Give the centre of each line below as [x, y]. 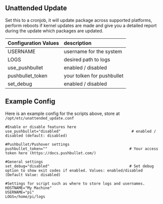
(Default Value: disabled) [33, 175]
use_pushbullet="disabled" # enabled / [81, 131]
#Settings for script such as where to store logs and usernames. [75, 184]
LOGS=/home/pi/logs [25, 197]
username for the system [93, 51]
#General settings [24, 162]
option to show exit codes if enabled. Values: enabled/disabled [74, 170]
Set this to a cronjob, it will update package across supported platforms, [79, 20]
